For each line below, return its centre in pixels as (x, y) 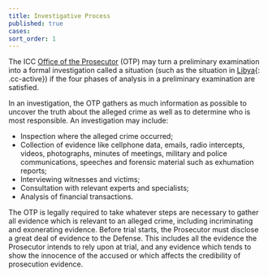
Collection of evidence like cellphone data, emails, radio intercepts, (132, 145)
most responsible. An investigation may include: (89, 121)
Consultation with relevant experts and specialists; (104, 188)
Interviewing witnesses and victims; (80, 180)
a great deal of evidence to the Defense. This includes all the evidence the (133, 238)
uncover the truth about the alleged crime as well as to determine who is (130, 112)
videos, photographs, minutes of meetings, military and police (123, 154)
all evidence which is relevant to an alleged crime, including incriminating (131, 221)
